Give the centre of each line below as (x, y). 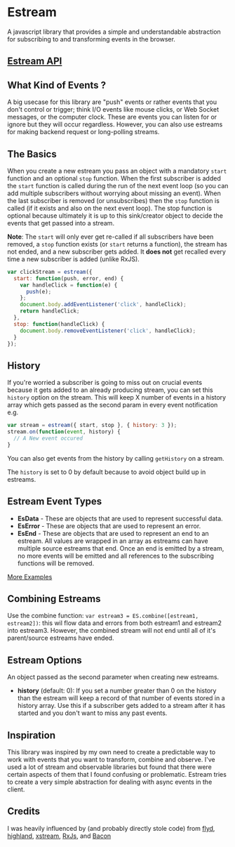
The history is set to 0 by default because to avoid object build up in (107, 472)
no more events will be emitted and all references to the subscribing (115, 556)
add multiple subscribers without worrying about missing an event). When (114, 193)
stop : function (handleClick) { (59, 324)
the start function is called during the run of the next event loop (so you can (118, 185)
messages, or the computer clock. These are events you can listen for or (112, 117)
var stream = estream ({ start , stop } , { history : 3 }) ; (92, 426)
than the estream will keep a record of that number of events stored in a (121, 698)
